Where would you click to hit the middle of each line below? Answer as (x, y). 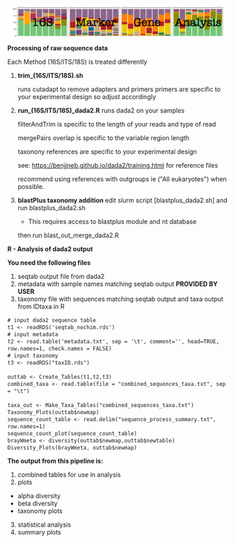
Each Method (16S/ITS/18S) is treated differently (77, 62)
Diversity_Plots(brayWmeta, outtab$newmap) (72, 447)
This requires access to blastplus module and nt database (112, 221)
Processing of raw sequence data (58, 48)
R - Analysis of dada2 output (50, 248)
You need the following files (49, 263)
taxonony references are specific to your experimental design (107, 152)
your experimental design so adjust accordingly (87, 96)
